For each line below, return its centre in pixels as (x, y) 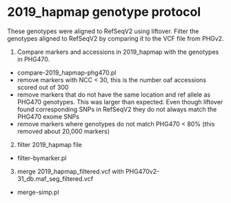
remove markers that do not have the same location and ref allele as (114, 95)
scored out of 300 (43, 87)
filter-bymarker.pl (42, 158)
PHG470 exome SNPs (48, 116)
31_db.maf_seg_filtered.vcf (55, 178)
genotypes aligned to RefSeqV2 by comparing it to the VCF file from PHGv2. (115, 38)
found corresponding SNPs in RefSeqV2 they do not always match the (117, 109)
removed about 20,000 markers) (63, 131)
